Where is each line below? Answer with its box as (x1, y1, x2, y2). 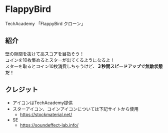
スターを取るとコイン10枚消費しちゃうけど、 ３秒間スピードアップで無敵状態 (5, 63, 163, 69)
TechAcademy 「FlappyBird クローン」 (5, 20, 86, 26)
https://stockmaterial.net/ (19, 111, 72, 118)
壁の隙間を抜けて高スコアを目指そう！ (5, 51, 84, 57)
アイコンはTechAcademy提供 (12, 100, 73, 106)
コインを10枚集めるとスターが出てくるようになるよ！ (5, 57, 115, 63)
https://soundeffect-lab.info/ (19, 122, 79, 128)
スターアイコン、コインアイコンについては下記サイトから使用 (12, 106, 139, 112)
